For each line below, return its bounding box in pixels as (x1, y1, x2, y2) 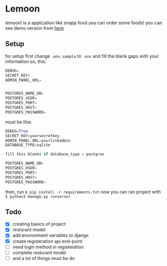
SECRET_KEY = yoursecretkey (5, 133, 59, 139)
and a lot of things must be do (12, 255, 75, 261)
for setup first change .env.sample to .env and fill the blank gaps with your (5, 53, 159, 59)
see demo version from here (5, 25, 64, 31)
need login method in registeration (12, 244, 84, 250)
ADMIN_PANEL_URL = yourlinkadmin (5, 138, 71, 143)
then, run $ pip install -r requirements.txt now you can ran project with (5, 188, 161, 194)
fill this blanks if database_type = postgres (5, 152, 105, 157)
